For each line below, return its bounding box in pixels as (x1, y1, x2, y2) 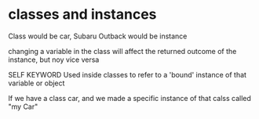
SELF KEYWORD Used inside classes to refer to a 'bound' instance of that (8, 70, 247, 79)
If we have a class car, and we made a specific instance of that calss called (8, 93, 251, 103)
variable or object (8, 78, 65, 88)
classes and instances (8, 5, 157, 23)
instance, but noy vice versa (8, 55, 100, 64)
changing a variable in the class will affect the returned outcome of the (8, 46, 237, 56)
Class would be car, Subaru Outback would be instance (8, 31, 188, 41)
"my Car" (8, 102, 38, 111)
